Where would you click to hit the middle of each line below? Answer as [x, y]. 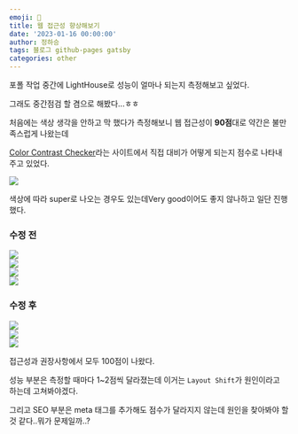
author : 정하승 [35, 42]
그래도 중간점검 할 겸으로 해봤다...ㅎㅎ [74, 104]
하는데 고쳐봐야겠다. [43, 391]
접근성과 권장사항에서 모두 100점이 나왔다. [82, 360]
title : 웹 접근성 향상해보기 [55, 26]
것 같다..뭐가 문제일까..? [50, 421]
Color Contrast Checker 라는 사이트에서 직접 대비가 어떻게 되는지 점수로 [134, 152]
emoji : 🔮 [25, 17]
